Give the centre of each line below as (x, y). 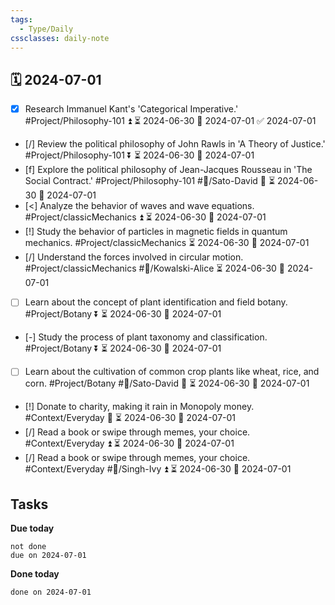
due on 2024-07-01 (48, 556)
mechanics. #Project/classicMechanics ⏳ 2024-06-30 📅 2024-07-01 (167, 243)
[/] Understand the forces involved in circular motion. (134, 257)
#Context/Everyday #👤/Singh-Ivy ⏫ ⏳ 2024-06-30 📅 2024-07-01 (158, 469)
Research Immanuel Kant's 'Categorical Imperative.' (131, 109)
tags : (21, 19)
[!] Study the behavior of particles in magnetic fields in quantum (156, 232)
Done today (35, 574)
